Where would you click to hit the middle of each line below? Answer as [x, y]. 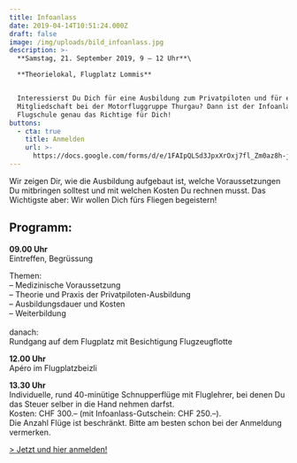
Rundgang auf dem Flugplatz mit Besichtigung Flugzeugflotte [121, 341]
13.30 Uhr [27, 385]
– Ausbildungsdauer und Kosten [67, 304]
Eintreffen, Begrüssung [51, 259]
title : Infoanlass [43, 17]
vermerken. [30, 432]
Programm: [41, 228]
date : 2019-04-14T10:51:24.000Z [69, 26]
